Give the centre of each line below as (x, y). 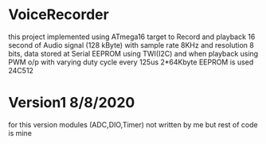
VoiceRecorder (59, 15)
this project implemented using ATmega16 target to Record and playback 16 (132, 37)
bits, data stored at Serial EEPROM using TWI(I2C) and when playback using (133, 53)
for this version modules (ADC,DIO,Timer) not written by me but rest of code (133, 124)
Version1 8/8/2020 (72, 103)
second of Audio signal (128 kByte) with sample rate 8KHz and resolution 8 (131, 45)
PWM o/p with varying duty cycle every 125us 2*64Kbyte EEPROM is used (131, 62)
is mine (20, 133)
